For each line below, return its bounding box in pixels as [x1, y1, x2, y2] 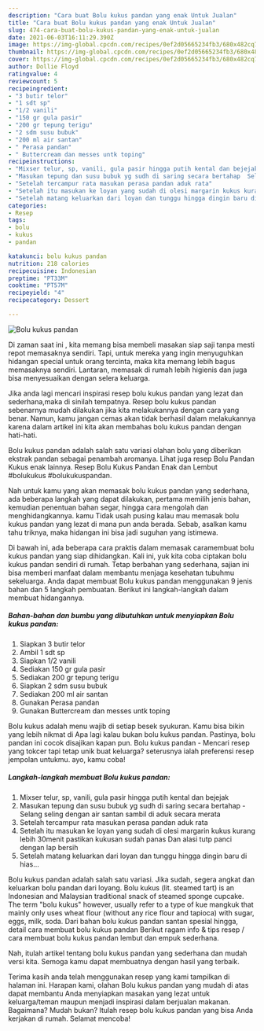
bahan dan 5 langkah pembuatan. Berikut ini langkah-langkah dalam [8, 584, 229, 594]
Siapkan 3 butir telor [19, 639, 86, 649]
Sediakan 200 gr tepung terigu [19, 672, 119, 682]
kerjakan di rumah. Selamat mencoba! [8, 1014, 131, 1023]
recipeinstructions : [8, 158, 76, 166]
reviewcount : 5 [8, 77, 58, 85]
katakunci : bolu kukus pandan [8, 252, 108, 260]
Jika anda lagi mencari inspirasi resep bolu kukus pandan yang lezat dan [8, 388, 244, 398]
